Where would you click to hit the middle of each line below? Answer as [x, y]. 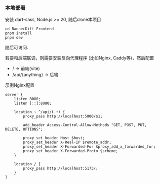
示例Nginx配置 [20, 85]
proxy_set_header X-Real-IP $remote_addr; [67, 142]
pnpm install [19, 33]
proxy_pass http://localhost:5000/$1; [63, 117]
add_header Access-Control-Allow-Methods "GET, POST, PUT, [85, 125]
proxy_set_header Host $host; [54, 138]
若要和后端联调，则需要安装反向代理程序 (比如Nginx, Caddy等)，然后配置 [80, 58]
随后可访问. [17, 48]
